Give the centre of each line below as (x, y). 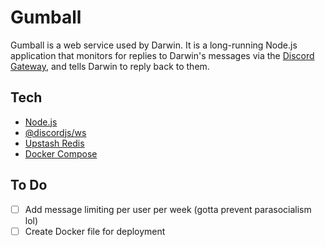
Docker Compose (61, 153)
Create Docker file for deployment (95, 231)
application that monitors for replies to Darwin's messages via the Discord (162, 55)
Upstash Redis (54, 143)
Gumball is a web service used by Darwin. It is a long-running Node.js (154, 45)
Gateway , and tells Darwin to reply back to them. (110, 66)
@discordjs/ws (55, 132)
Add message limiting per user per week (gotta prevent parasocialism (168, 209)
